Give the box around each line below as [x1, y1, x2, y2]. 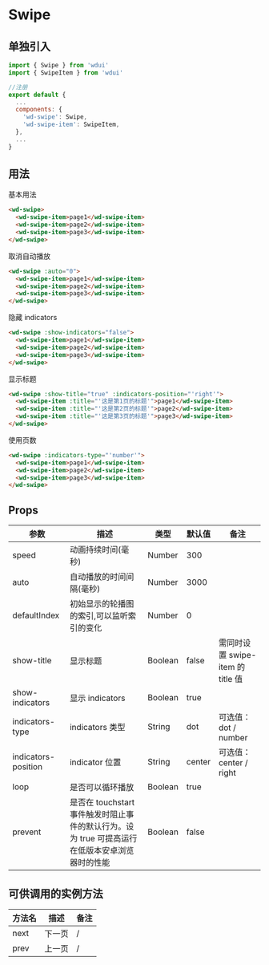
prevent [12, 826, 42, 837]
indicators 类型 [69, 722, 126, 733]
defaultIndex [12, 610, 60, 621]
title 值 [219, 674, 243, 685]
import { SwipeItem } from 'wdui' [8, 68, 124, 77]
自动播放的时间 [69, 571, 126, 582]
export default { [8, 91, 66, 99]
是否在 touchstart [69, 797, 134, 808]
